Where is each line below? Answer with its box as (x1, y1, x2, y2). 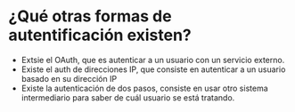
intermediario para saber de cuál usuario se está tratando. (20, 92, 235, 103)
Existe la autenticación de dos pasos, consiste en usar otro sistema (20, 83, 268, 93)
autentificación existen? (8, 25, 193, 45)
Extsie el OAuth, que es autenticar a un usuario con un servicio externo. (20, 54, 285, 65)
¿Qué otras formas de (8, 6, 172, 27)
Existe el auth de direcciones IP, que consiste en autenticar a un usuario (20, 64, 286, 75)
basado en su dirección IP (20, 73, 118, 84)
